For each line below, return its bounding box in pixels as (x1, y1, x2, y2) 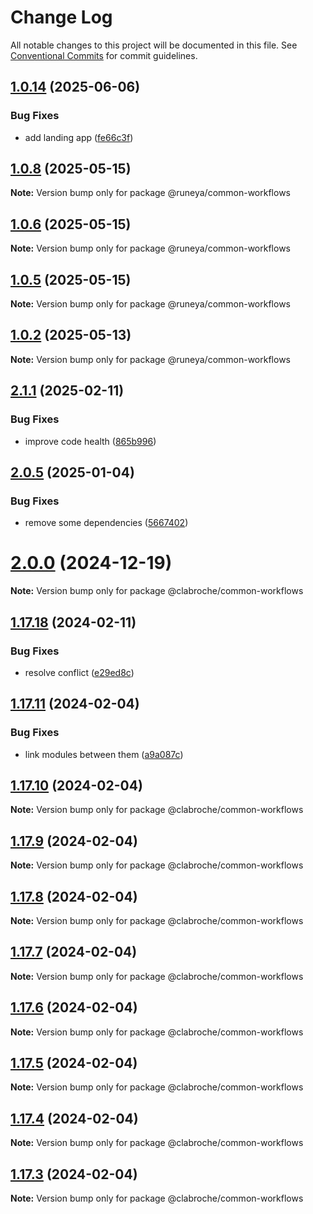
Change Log (10, 6, 113, 29)
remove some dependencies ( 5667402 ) (24, 517, 189, 529)
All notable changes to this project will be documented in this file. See (10, 39, 298, 51)
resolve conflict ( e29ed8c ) (24, 666, 135, 678)
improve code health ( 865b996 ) (24, 435, 157, 447)
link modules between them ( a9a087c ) (24, 748, 184, 760)
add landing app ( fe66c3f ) (24, 131, 134, 143)
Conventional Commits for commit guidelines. (10, 49, 198, 61)
